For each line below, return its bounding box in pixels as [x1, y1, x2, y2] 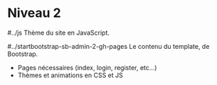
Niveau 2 [7, 5, 62, 21]
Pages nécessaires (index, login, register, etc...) [17, 63, 157, 72]
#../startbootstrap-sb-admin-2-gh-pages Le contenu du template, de [7, 42, 210, 50]
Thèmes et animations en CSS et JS [17, 71, 123, 79]
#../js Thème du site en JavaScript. [7, 28, 110, 37]
